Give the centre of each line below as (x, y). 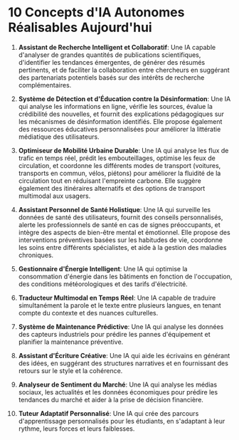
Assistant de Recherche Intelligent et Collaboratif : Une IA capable (117, 47)
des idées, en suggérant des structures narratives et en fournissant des (123, 363)
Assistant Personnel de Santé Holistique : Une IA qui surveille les (115, 209)
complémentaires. (45, 85)
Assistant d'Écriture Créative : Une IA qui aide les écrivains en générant (124, 355)
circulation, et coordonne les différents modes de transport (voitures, (119, 165)
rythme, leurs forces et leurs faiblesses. (76, 429)
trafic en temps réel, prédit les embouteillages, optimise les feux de (117, 158)
